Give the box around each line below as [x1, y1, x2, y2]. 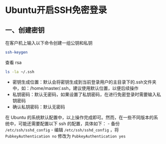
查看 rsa [5, 59, 22, 65]
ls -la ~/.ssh [5, 69, 35, 74]
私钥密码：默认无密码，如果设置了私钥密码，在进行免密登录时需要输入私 [12, 91, 161, 97]
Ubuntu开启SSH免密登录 [5, 4, 107, 16]
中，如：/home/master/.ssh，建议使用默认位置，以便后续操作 [12, 85, 139, 91]
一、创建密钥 [5, 26, 45, 34]
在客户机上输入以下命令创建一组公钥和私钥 [5, 40, 93, 46]
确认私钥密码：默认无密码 [12, 104, 65, 110]
